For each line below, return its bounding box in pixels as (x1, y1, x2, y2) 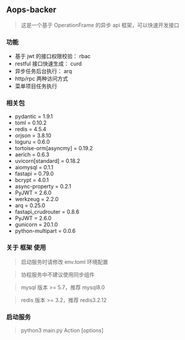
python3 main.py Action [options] (20, 327, 104, 334)
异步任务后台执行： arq (14, 68, 72, 75)
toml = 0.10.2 (14, 119, 47, 126)
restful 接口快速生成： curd (14, 60, 82, 68)
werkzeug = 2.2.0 (14, 196, 59, 203)
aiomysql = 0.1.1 (14, 164, 54, 171)
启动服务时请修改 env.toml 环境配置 (20, 258, 108, 265)
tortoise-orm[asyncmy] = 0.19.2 (14, 145, 93, 152)
